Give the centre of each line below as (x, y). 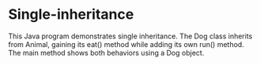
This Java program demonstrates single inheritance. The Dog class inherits (130, 36)
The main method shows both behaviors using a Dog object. (106, 52)
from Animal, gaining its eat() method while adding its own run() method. (126, 44)
